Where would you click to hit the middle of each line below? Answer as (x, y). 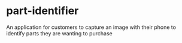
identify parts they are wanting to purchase (59, 33)
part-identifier (43, 11)
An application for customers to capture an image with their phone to (91, 27)
